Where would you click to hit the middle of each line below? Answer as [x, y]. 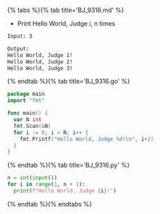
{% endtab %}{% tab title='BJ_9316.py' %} [69, 165]
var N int [27, 120]
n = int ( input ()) [32, 178]
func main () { [28, 113]
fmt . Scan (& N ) [32, 126]
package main [26, 94]
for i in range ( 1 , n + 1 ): [46, 184]
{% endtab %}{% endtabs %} [50, 204]
